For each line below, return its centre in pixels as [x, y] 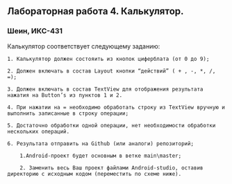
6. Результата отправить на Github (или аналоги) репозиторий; [101, 144]
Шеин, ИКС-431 [35, 31]
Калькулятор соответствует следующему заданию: [84, 46]
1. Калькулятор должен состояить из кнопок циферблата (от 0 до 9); [108, 59]
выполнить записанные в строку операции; [68, 113]
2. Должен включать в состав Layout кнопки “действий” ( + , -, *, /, [111, 71]
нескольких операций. [39, 131]
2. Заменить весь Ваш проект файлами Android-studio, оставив [111, 168]
